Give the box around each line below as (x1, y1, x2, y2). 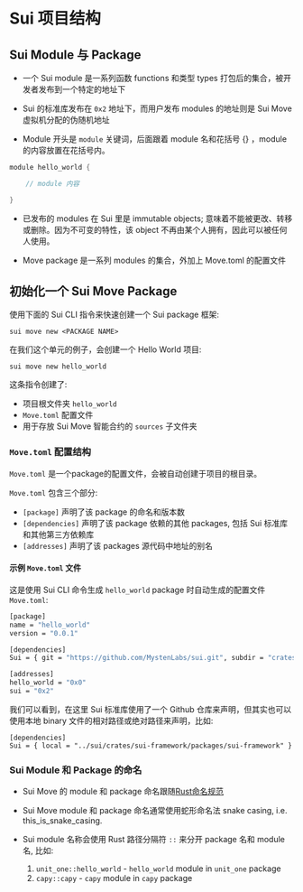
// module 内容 (25, 179, 80, 188)
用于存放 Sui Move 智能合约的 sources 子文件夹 (22, 421, 197, 432)
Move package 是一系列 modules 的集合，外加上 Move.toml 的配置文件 (22, 255, 287, 265)
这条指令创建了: (9, 379, 68, 390)
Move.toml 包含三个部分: (9, 487, 98, 497)
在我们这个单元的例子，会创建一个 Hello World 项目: (9, 344, 202, 355)
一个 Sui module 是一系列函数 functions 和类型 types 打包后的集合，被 (22, 73, 284, 83)
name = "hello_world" (9, 620, 91, 629)
